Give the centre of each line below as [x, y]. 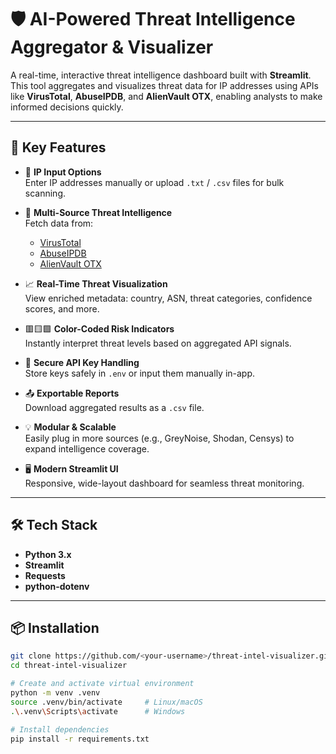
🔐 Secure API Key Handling [82, 362]
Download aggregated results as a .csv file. [114, 407]
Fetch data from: [59, 223]
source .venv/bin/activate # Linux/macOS [106, 702]
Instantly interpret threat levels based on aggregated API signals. [158, 343]
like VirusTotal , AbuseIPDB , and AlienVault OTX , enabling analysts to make [166, 96]
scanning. [45, 193]
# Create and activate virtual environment [102, 684]
